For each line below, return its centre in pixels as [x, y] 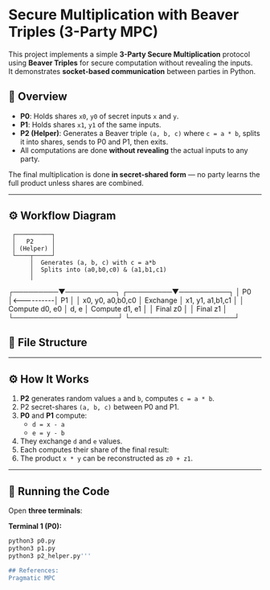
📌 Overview [38, 97]
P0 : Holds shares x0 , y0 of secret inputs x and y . [99, 116]
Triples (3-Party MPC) [84, 32]
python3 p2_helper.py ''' [50, 556]
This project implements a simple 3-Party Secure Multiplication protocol [129, 54]
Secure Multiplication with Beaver [124, 15]
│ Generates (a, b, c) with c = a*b [93, 262]
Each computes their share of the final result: [94, 450]
